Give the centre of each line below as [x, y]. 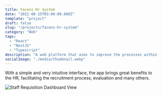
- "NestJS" [20, 46]
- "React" [19, 41]
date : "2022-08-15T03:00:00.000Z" [40, 14]
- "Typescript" [25, 50]
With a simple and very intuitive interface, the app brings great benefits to [79, 73]
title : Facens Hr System [30, 9]
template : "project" [26, 18]
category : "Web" [21, 32]
